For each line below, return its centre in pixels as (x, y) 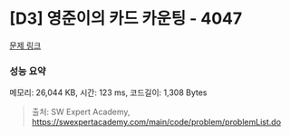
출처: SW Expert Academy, (81, 112)
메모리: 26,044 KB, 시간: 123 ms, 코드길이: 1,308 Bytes (108, 92)
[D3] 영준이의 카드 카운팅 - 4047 (126, 19)
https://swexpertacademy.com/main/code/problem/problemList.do (156, 122)
